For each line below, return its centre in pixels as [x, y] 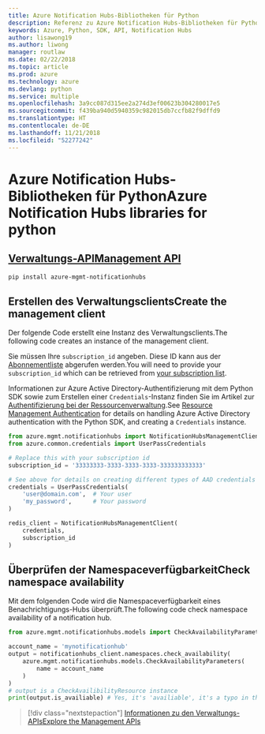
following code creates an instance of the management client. [108, 341]
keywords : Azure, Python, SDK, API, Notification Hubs [100, 30]
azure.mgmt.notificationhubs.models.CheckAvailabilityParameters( [134, 661]
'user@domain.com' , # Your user [77, 494]
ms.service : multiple [44, 96]
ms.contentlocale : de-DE [49, 125]
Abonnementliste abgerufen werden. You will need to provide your [115, 365]
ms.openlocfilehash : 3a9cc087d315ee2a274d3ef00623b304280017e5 [114, 103]
